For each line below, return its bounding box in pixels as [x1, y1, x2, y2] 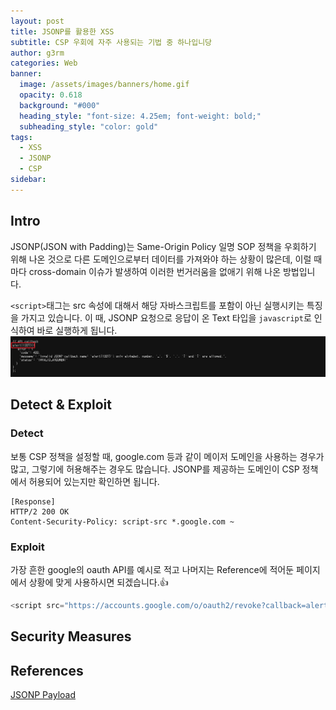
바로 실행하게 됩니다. [36, 324, 118, 336]
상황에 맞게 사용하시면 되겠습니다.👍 [28, 576, 169, 588]
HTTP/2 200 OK [10, 506, 70, 517]
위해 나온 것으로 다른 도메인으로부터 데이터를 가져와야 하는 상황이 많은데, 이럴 [10, 253, 312, 265]
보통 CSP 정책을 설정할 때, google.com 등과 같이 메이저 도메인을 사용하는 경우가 [10, 450, 325, 462]
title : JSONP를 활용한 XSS [10, 26, 115, 37]
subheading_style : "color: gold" [19, 121, 159, 132]
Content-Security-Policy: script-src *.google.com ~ [10, 516, 235, 527]
